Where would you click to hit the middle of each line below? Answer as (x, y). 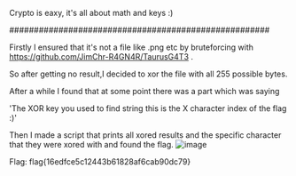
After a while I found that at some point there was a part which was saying (144, 91)
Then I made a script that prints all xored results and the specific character (145, 135)
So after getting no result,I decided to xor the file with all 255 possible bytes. (148, 74)
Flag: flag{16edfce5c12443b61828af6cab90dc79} (100, 162)
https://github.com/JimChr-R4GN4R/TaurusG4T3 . (101, 56)
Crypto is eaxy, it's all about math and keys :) (91, 13)
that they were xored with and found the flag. (92, 144)
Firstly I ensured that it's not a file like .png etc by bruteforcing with (132, 47)
